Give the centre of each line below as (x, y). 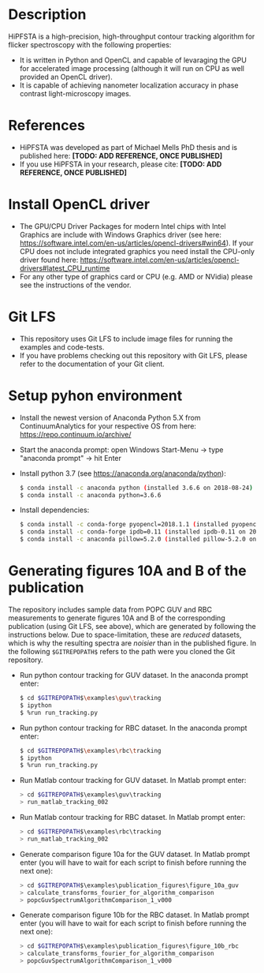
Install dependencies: (54, 510)
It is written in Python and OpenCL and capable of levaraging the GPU (133, 60)
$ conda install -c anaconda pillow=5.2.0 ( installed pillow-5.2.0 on (138, 539)
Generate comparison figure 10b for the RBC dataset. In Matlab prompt (134, 915)
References (46, 126)
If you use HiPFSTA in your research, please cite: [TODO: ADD (121, 164)
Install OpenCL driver (79, 205)
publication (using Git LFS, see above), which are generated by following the (132, 626)
